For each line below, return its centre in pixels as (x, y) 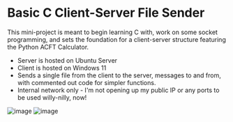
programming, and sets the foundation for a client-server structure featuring (117, 39)
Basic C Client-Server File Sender (106, 13)
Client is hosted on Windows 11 (62, 68)
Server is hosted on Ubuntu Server (67, 60)
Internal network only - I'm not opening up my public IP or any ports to (118, 90)
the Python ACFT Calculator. (48, 47)
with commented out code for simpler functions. (87, 82)
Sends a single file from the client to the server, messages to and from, (119, 75)
